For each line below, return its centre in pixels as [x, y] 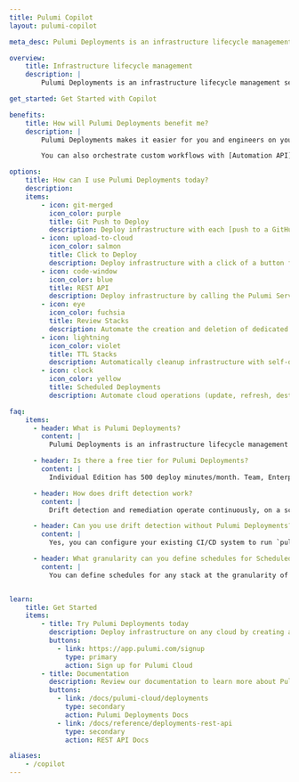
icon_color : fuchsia [87, 313]
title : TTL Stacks [83, 354]
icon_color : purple [85, 213]
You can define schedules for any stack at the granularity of [169, 575]
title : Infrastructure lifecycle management [109, 66]
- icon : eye [64, 305]
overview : [28, 58]
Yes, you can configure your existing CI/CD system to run [161, 543]
